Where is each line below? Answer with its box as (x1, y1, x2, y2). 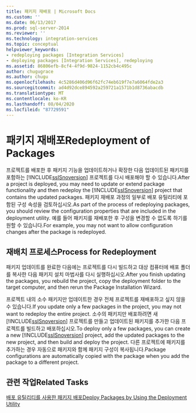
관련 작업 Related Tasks (6, 377, 89, 387)
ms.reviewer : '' (6, 30, 46, 36)
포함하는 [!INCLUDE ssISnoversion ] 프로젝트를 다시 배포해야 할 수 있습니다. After (6, 174, 190, 181)
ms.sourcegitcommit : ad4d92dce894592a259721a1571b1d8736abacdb (6, 85, 164, 91)
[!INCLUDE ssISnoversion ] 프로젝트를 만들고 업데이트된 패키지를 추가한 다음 (6, 318, 180, 325)
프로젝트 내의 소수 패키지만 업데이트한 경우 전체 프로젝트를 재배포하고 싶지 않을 (6, 296, 186, 303)
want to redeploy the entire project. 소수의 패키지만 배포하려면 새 (6, 310, 158, 318)
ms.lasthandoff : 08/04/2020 (6, 101, 75, 107)
